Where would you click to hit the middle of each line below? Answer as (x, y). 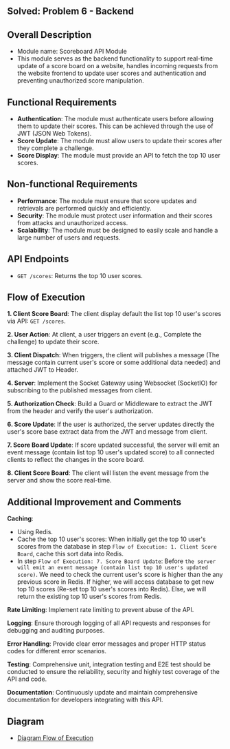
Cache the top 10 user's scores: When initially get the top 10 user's (111, 539)
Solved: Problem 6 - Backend (70, 11)
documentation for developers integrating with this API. (85, 700)
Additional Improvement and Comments (94, 502)
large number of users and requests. (69, 238)
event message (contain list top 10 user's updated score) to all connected (111, 452)
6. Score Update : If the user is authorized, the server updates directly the (111, 424)
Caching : (20, 518)
